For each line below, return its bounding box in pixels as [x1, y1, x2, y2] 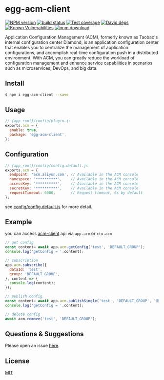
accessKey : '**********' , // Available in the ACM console [9, 181, 139, 186]
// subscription [5, 258, 38, 263]
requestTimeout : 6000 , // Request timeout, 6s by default [9, 190, 143, 195]
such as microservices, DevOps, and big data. [5, 65, 98, 71]
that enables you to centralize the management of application [5, 44, 128, 50]
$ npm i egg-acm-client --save [5, 92, 69, 97]
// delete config [5, 312, 41, 317]
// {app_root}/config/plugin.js [5, 118, 71, 124]
